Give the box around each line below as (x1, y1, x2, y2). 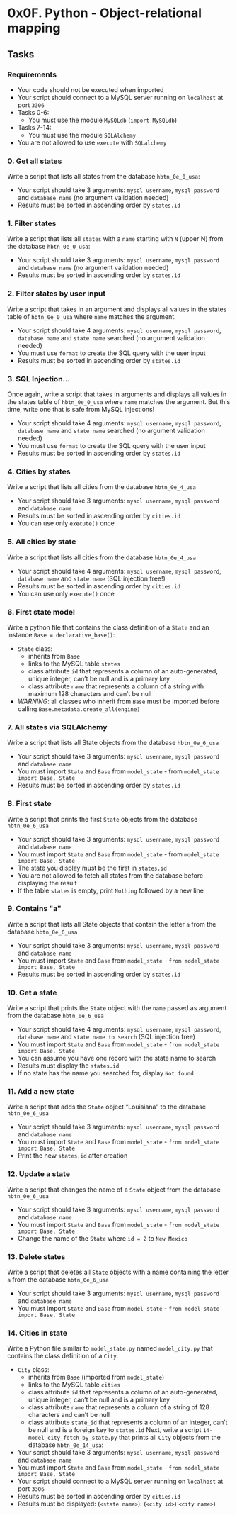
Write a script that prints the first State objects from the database (7, 815, 198, 823)
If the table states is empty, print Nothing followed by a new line (17, 886, 204, 895)
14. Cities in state (7, 1328, 67, 1338)
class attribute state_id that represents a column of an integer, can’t (28, 1418, 228, 1426)
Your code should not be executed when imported (17, 85, 164, 94)
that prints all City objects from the (118, 1433, 221, 1442)
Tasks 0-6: (17, 108, 50, 116)
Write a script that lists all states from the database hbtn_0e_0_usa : (7, 172, 200, 181)
